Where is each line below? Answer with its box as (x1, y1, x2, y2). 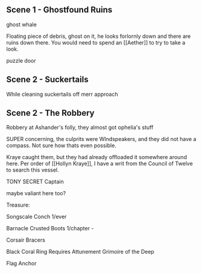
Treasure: (6, 201, 30, 209)
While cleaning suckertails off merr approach (6, 90, 119, 98)
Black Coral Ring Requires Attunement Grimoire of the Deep (6, 248, 155, 256)
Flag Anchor (6, 260, 37, 267)
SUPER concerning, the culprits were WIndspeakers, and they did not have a (6, 136, 197, 143)
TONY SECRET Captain (6, 178, 65, 186)
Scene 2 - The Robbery (6, 108, 95, 118)
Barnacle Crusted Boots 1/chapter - (6, 225, 94, 232)
